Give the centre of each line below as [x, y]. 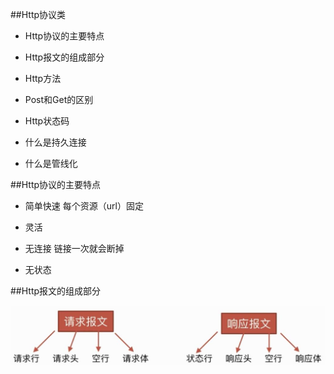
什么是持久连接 [55, 142]
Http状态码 [47, 121]
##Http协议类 [38, 14]
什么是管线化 [51, 163]
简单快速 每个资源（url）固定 [84, 206]
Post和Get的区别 [59, 99]
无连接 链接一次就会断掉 [74, 248]
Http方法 [43, 78]
